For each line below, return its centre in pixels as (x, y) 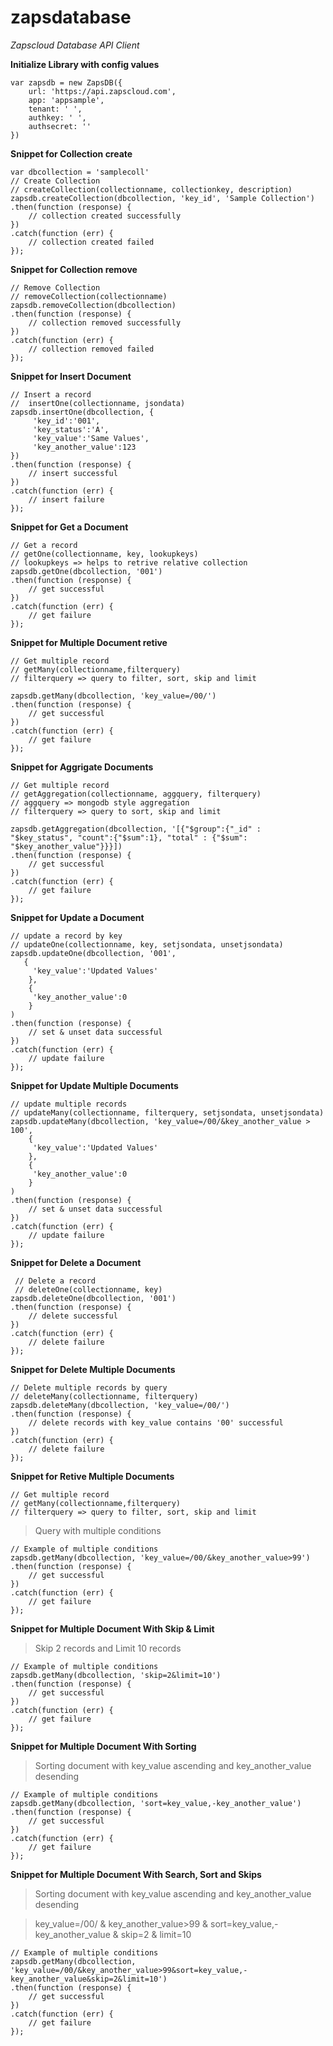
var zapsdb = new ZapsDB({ (66, 82)
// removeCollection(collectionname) (89, 296)
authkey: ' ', (57, 117)
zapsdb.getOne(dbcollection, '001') (86, 571)
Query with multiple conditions (98, 1530)
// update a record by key (66, 936)
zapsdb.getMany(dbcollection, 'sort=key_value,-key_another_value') (156, 1803)
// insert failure (66, 499)
